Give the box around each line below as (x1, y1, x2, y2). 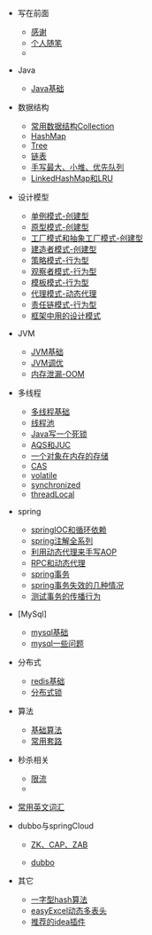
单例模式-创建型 (30, 211, 90, 221)
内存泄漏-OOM (30, 369, 86, 379)
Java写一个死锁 (30, 428, 87, 439)
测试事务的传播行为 (30, 591, 102, 601)
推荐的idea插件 (30, 916, 86, 927)
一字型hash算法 (30, 894, 88, 905)
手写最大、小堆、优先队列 (30, 162, 125, 172)
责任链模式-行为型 (30, 300, 97, 310)
